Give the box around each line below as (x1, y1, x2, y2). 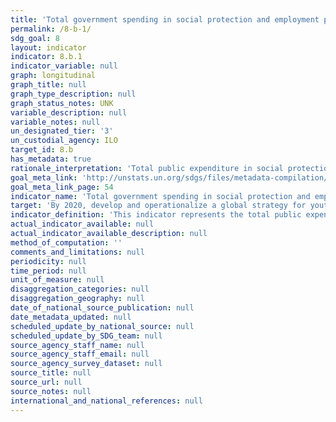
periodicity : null (10, 256, 87, 266)
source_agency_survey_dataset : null (10, 359, 163, 369)
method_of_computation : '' (10, 237, 123, 248)
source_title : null (10, 368, 92, 378)
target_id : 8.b (10, 145, 74, 155)
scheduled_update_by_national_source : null (10, 321, 195, 331)
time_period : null (10, 266, 87, 276)
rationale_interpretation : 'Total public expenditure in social (10, 163, 284, 173)
